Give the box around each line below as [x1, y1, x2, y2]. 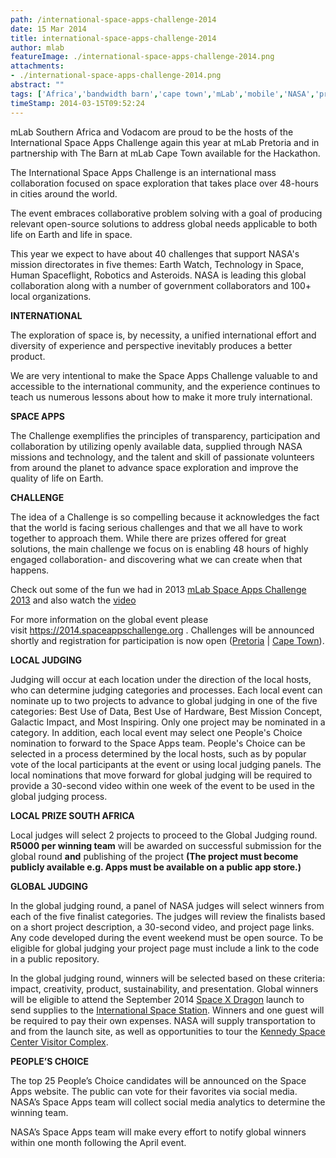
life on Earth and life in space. [10, 228, 133, 240]
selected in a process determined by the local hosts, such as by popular [10, 747, 307, 760]
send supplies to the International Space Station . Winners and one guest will [10, 1004, 325, 1016]
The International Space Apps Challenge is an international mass [10, 166, 277, 178]
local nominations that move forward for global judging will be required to [10, 769, 313, 781]
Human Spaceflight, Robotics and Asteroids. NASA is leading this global [10, 269, 307, 281]
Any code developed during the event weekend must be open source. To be [10, 931, 324, 943]
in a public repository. [10, 952, 100, 965]
